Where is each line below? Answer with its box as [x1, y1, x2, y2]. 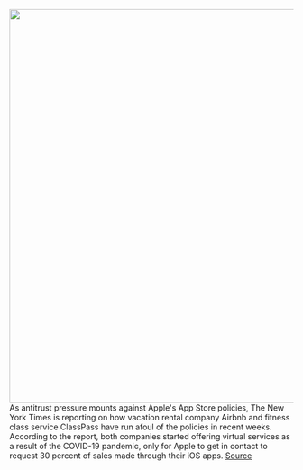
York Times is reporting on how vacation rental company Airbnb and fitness [9, 412, 290, 422]
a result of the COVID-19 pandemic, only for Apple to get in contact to [9, 441, 268, 451]
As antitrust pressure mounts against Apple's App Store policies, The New [9, 402, 285, 413]
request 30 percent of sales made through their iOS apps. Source [9, 450, 252, 461]
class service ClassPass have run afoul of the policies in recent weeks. [9, 421, 272, 432]
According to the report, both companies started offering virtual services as [9, 431, 290, 441]
